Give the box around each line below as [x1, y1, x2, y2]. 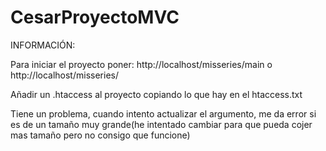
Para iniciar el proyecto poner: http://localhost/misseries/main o [10, 58, 273, 70]
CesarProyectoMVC [10, 6, 180, 29]
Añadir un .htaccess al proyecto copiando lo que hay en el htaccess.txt [10, 88, 303, 100]
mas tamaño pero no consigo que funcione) [10, 129, 191, 141]
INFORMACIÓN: [10, 39, 76, 51]
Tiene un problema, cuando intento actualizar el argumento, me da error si [10, 107, 317, 120]
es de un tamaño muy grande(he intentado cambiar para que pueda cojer [10, 118, 313, 130]
